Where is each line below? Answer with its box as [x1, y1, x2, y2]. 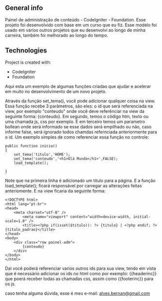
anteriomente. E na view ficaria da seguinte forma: [5, 188, 106, 194]
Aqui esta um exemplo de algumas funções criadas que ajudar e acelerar [5, 83, 151, 89]
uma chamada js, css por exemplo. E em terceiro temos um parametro [5, 119, 146, 124]
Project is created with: [5, 59, 51, 65]
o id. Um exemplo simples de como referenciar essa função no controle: [5, 134, 149, 140]
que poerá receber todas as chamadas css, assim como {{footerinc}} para [5, 276, 154, 282]
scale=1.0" [5, 218, 27, 223]
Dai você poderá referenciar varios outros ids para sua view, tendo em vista [5, 265, 156, 271]
